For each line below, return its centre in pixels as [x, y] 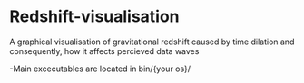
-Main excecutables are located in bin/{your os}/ [100, 69]
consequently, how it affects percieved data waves [104, 51]
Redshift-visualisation [94, 17]
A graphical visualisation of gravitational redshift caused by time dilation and [152, 41]
